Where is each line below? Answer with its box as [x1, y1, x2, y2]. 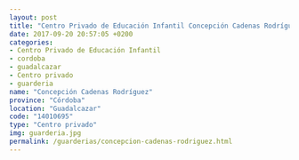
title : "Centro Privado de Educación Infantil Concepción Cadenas [9, 21, 261, 30]
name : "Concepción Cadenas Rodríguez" [9, 87, 153, 96]
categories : [9, 37, 53, 47]
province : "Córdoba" [9, 95, 86, 105]
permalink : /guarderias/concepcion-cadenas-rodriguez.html [9, 137, 233, 146]
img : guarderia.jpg [9, 129, 82, 138]
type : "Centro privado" [9, 121, 98, 130]
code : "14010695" [9, 112, 74, 121]
